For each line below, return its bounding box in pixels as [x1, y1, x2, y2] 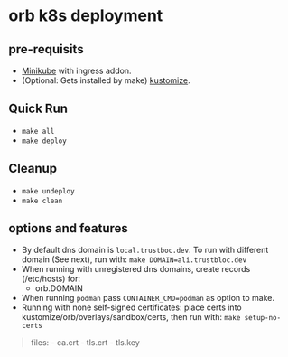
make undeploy [21, 186, 75, 195]
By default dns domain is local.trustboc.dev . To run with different [21, 245, 269, 256]
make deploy [21, 136, 67, 146]
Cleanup [8, 161, 58, 176]
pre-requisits [8, 42, 84, 57]
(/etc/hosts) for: [21, 273, 81, 285]
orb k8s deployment [8, 5, 163, 26]
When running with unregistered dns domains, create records [21, 264, 251, 275]
